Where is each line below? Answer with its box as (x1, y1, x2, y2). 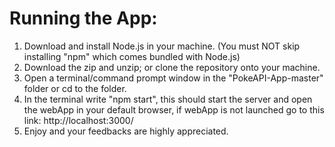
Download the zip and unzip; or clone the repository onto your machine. (23, 61, 321, 73)
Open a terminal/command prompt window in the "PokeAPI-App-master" (23, 72, 324, 84)
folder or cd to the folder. (23, 82, 127, 94)
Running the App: (9, 7, 158, 30)
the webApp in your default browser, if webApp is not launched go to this (23, 103, 325, 116)
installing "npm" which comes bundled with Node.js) (23, 50, 241, 62)
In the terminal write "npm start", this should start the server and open (23, 93, 313, 105)
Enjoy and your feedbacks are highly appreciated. (23, 125, 229, 137)
